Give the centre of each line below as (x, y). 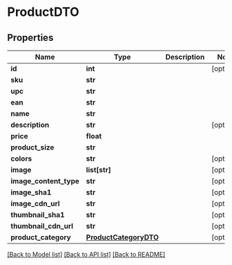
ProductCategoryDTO (122, 237)
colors (21, 158)
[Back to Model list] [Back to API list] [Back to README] (86, 254)
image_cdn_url (35, 203)
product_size (32, 147)
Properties (30, 38)
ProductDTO (43, 12)
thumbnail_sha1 (38, 215)
